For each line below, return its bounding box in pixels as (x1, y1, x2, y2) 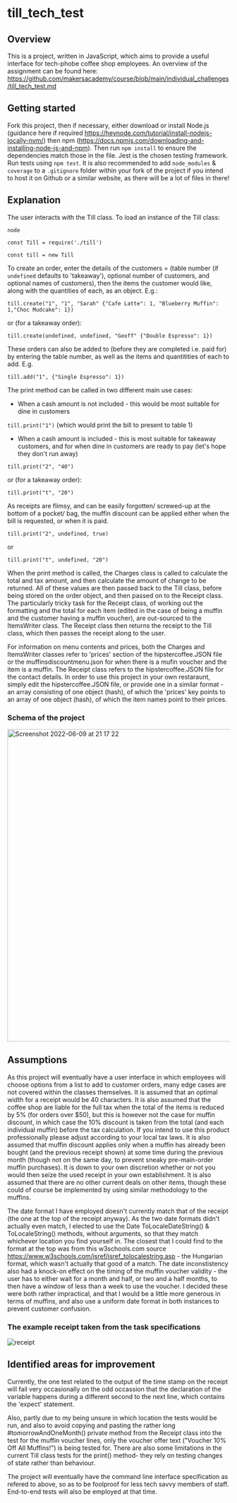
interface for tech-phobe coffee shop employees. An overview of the (7, 59, 208, 68)
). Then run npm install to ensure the (87, 144, 197, 152)
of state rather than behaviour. (7, 1458, 96, 1467)
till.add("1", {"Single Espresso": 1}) (7, 373, 125, 380)
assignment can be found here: (7, 67, 98, 75)
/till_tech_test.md (7, 82, 56, 90)
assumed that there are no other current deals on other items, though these (7, 1178, 227, 1186)
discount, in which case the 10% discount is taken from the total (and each (7, 1118, 224, 1126)
